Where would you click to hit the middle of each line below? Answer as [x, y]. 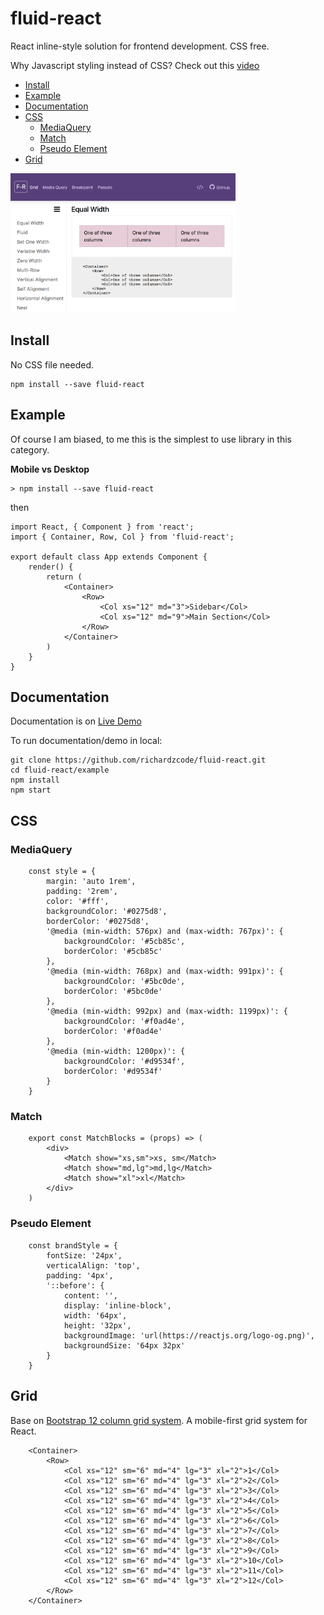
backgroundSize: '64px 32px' [124, 1345]
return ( [64, 577]
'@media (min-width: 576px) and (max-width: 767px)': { [165, 932]
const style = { [62, 872]
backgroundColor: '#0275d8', [107, 912]
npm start [31, 790]
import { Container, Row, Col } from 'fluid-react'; [122, 537]
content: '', [90, 1295]
